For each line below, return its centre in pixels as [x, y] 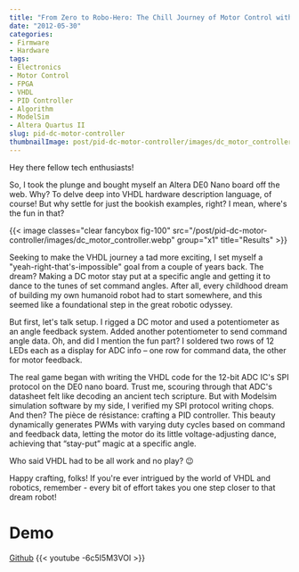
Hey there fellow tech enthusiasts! [72, 167]
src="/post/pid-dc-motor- [220, 230]
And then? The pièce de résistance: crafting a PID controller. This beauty [142, 415]
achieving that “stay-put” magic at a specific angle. [103, 444]
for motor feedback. [46, 360]
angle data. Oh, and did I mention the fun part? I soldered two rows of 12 [141, 341]
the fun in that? [37, 213]
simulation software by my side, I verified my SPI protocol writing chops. [141, 405]
